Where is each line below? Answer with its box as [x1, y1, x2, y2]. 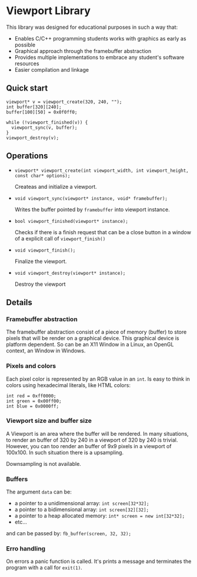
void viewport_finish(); [14, 247, 76, 254]
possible [14, 41, 36, 48]
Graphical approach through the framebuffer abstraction [14, 47, 152, 54]
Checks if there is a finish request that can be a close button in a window [14, 228, 191, 236]
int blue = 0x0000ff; [6, 403, 59, 409]
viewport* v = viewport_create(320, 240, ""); [6, 99, 122, 105]
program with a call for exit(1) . [6, 564, 82, 571]
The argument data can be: [6, 488, 72, 495]
